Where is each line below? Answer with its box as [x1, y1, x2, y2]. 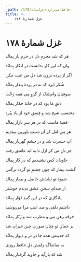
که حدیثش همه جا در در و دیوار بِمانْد [5, 232, 69, 239]
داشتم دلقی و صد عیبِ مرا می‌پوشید [5, 204, 70, 210]
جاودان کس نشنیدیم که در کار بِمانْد [5, 157, 68, 163]
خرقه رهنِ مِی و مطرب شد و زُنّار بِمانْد [5, 214, 74, 220]
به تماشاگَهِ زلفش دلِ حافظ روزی [5, 242, 65, 248]
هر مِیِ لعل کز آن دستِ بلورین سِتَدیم [5, 129, 71, 134]
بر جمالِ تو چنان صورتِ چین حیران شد [5, 223, 74, 229]
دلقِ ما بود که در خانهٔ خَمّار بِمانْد [5, 100, 62, 106]
